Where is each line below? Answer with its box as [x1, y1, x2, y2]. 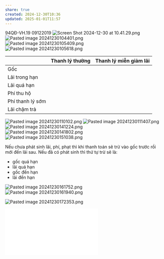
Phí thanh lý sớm [7, 98, 46, 105]
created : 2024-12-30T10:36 [5, 12, 61, 17]
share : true [5, 7, 30, 12]
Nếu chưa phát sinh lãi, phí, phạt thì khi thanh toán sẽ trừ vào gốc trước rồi [5, 144, 156, 150]
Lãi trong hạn [7, 74, 39, 81]
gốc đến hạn [12, 169, 39, 175]
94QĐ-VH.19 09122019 [5, 30, 52, 36]
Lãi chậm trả [7, 106, 37, 113]
